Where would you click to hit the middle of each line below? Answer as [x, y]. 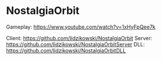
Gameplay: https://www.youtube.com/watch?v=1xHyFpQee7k [81, 27]
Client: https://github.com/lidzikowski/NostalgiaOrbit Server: [79, 38]
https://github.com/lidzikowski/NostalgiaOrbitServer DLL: [76, 44]
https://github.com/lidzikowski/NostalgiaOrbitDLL [66, 50]
